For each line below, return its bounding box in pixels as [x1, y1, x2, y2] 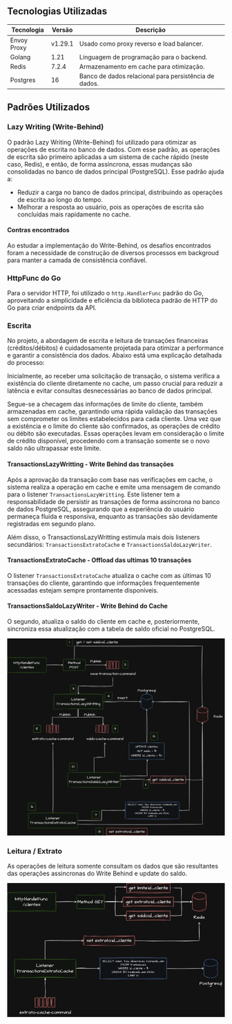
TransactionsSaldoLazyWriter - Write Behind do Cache [7, 602, 168, 611]
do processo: [7, 359, 45, 367]
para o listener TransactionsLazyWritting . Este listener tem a [7, 490, 180, 499]
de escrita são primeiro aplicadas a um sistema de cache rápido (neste [7, 152, 209, 161]
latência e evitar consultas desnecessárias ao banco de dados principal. [7, 387, 213, 395]
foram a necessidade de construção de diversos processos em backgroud [7, 248, 219, 257]
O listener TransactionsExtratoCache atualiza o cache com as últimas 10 [7, 571, 212, 579]
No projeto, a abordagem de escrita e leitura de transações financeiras [7, 337, 209, 345]
